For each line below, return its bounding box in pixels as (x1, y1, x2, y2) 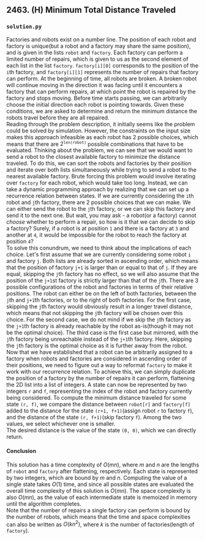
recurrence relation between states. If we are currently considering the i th (6, 192, 194, 200)
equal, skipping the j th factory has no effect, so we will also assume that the (6, 270, 199, 278)
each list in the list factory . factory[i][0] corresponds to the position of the (6, 61, 199, 69)
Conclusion (6, 447, 37, 454)
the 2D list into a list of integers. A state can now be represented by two (6, 381, 187, 389)
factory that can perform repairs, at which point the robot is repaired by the (6, 88, 196, 95)
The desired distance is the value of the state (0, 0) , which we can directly (6, 427, 196, 434)
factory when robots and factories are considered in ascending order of (6, 355, 187, 362)
